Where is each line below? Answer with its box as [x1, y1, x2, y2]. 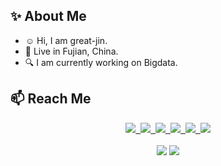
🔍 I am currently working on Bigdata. [24, 56, 178, 68]
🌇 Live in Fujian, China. [24, 45, 119, 57]
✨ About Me [10, 8, 87, 25]
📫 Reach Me [10, 90, 92, 108]
